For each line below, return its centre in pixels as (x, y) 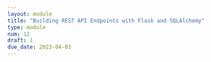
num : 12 (19, 34)
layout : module (30, 14)
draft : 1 (20, 41)
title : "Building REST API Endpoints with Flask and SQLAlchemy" (106, 21)
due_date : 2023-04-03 (39, 47)
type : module (27, 27)
